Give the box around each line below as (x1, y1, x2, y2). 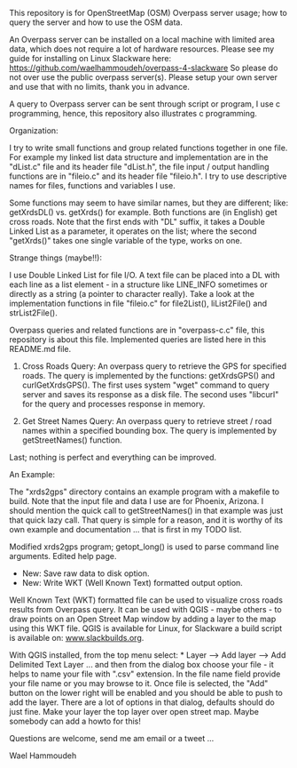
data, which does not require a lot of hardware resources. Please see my (9, 44, 275, 54)
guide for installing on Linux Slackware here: (9, 53, 171, 63)
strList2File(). (9, 308, 58, 318)
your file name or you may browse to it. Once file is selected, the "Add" (9, 678, 269, 688)
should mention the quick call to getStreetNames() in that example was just (9, 506, 284, 516)
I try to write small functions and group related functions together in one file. (9, 142, 288, 153)
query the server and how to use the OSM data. (9, 17, 184, 28)
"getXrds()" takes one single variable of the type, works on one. (9, 236, 242, 245)
